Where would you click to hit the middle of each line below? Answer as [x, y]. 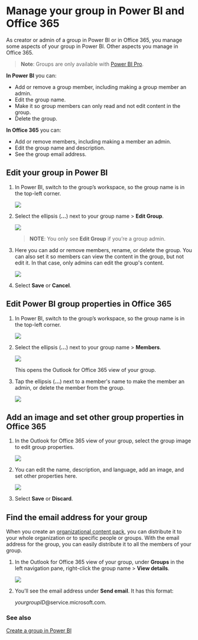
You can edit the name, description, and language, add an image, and [99, 470]
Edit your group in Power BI [57, 173]
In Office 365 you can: [34, 130]
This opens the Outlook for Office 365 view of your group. [85, 370]
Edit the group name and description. [60, 148]
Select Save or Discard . [44, 499]
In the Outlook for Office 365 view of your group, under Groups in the [99, 562]
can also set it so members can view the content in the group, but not [99, 256]
